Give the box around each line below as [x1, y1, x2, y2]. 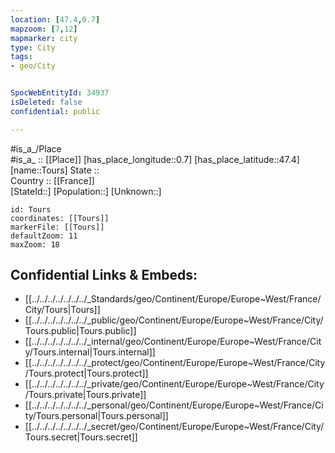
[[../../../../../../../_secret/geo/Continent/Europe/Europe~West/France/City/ [24, 421, 325, 433]
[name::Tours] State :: [10, 164, 100, 176]
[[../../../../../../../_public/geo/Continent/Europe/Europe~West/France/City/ [24, 314, 324, 326]
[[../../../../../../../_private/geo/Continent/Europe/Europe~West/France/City [24, 378, 325, 390]
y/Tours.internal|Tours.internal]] [24, 346, 156, 358]
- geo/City [10, 61, 56, 71]
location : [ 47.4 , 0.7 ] [10, 14, 101, 25]
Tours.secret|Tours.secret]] [24, 431, 138, 443]
